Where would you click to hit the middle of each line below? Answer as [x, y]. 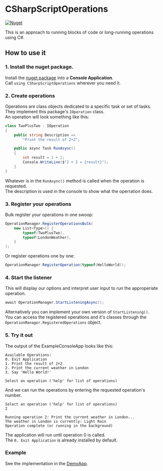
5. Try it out [19, 335]
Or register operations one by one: [40, 256]
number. [14, 395]
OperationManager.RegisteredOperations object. [53, 322]
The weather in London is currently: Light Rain [56, 421]
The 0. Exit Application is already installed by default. [61, 440]
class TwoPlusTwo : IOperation [37, 126]
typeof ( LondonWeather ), [47, 237]
